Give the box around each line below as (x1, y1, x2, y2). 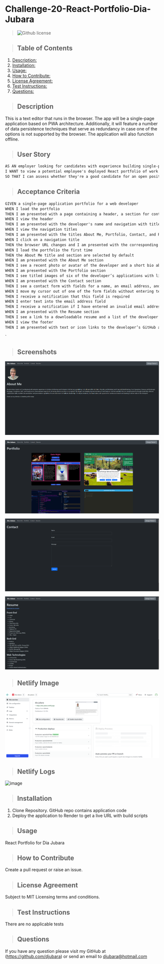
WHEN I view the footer (5, 320, 54, 324)
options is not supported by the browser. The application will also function (5, 131, 154, 137)
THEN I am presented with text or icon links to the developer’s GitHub (5, 325, 156, 330)
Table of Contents (17, 44, 73, 52)
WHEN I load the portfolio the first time (5, 248, 93, 253)
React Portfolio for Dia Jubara (5, 839, 65, 846)
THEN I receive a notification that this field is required (5, 294, 130, 299)
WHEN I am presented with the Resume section (5, 309, 99, 315)
